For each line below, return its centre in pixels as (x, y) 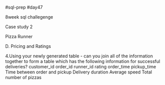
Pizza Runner (19, 36)
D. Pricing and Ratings (28, 46)
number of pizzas (23, 77)
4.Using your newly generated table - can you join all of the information (79, 56)
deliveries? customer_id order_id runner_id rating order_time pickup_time (81, 67)
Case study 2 (19, 27)
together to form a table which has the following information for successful (83, 61)
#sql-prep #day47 (24, 7)
